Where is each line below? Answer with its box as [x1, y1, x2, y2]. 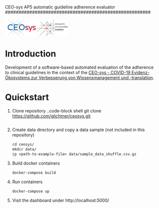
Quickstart [5, 92, 50, 103]
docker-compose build [12, 170, 56, 175]
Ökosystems [5, 75, 30, 81]
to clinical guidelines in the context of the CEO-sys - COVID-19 [5, 70, 131, 76]
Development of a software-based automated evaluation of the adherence [5, 64, 154, 70]
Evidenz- [131, 70, 150, 76]
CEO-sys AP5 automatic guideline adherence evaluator [5, 4, 115, 10]
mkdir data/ [12, 147, 36, 152]
